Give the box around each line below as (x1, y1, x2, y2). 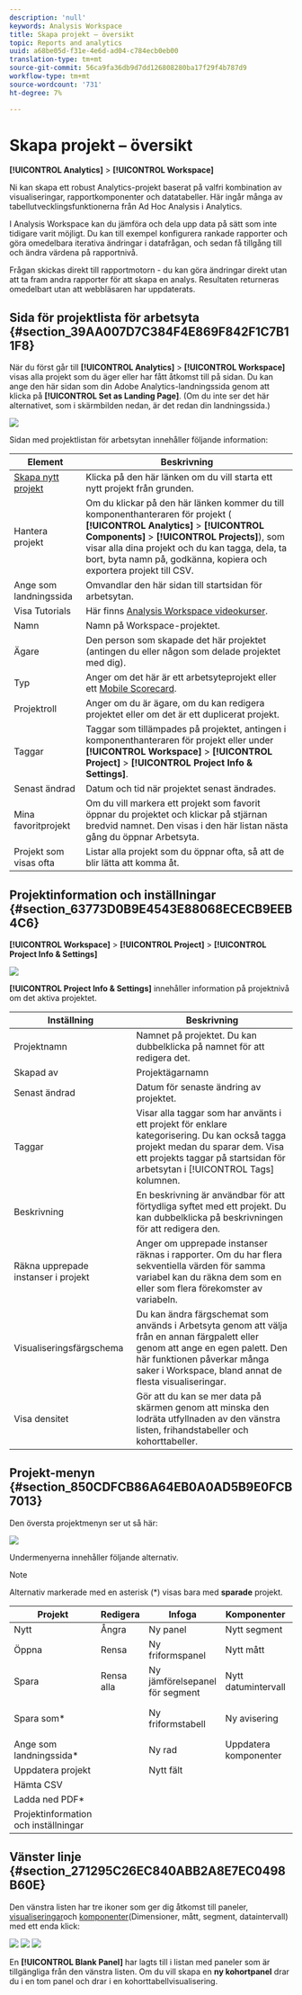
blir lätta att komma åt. (84, 856, 180, 869)
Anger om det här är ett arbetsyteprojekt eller (84, 671, 277, 684)
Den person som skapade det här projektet (84, 634, 267, 647)
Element (27, 456, 64, 469)
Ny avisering (225, 1712, 279, 1724)
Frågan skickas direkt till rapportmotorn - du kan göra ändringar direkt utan (9, 264, 288, 275)
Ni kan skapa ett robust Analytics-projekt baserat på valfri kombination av (9, 182, 282, 193)
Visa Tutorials (13, 604, 72, 617)
